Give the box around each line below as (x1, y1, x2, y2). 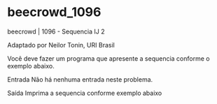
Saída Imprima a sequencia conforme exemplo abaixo (7, 89, 162, 97)
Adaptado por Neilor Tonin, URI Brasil (7, 40, 115, 49)
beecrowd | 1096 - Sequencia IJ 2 (7, 27, 105, 36)
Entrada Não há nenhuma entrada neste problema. (7, 75, 153, 84)
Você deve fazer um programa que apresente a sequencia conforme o (7, 54, 210, 63)
